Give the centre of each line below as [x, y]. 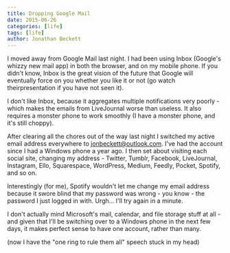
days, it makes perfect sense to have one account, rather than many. [104, 229]
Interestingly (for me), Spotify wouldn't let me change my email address [108, 186]
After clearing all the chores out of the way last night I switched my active [111, 136]
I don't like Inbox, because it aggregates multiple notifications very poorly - [113, 101]
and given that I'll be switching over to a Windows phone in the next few [109, 221]
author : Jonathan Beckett [44, 39]
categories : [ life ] [35, 26]
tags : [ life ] [26, 33]
